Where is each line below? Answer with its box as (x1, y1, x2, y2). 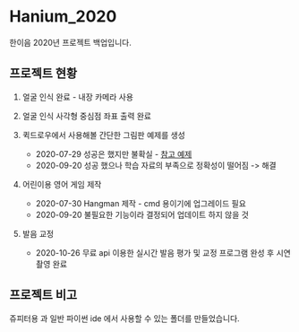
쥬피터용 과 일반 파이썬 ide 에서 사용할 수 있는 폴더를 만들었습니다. (9, 312, 240, 324)
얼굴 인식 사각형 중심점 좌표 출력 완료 (21, 110, 152, 121)
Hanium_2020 (9, 6, 117, 27)
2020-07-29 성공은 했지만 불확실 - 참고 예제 (35, 148, 192, 159)
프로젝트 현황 (9, 66, 78, 82)
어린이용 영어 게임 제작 (21, 179, 102, 189)
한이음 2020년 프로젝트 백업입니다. (9, 37, 132, 48)
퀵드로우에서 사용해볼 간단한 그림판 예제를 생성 (21, 129, 185, 140)
